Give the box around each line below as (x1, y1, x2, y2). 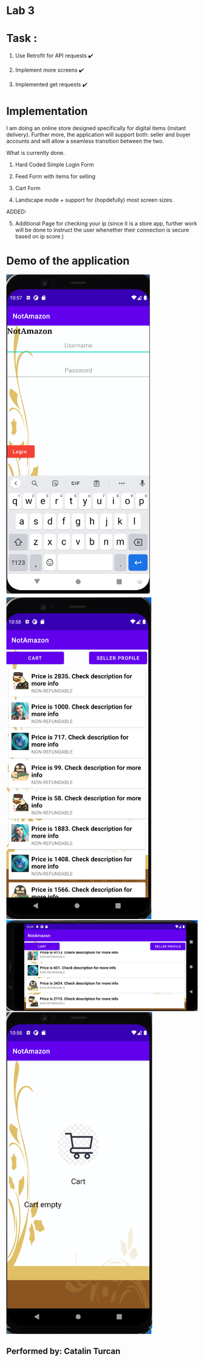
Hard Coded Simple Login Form (15, 161, 94, 168)
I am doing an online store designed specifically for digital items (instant (6, 125, 186, 132)
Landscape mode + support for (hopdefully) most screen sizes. (15, 196, 174, 204)
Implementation (6, 105, 88, 119)
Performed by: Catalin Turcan (6, 1346, 121, 1356)
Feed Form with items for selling (15, 173, 96, 180)
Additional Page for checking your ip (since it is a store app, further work (15, 220, 197, 227)
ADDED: (6, 208, 27, 216)
